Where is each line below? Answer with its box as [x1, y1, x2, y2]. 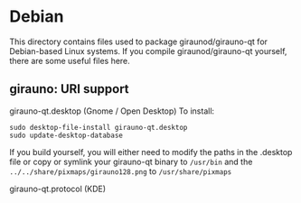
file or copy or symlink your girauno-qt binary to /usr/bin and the [9, 156, 253, 167]
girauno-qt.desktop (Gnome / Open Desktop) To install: [9, 106, 215, 116]
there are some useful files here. [9, 55, 131, 66]
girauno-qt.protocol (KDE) [9, 183, 107, 194]
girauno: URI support [9, 81, 129, 97]
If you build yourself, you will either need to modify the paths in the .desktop [9, 146, 293, 157]
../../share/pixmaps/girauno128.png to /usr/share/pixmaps [9, 165, 232, 177]
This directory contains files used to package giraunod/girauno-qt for [9, 36, 268, 47]
